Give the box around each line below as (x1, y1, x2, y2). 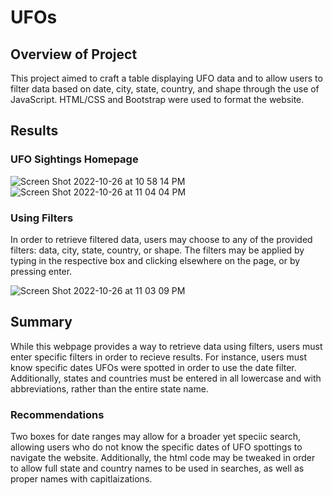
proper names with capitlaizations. (10, 473, 153, 485)
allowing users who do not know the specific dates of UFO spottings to (10, 441, 303, 453)
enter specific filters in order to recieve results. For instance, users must (10, 351, 308, 363)
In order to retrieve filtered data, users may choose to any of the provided (10, 233, 313, 245)
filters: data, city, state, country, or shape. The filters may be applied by (10, 244, 305, 256)
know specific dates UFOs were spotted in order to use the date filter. (10, 361, 297, 373)
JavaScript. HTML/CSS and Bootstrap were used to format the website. (10, 94, 305, 105)
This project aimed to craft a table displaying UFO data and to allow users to (10, 72, 323, 84)
